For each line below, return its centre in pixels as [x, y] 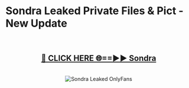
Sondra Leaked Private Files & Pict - [94, 11]
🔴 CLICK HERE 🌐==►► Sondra [99, 58]
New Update [36, 23]
